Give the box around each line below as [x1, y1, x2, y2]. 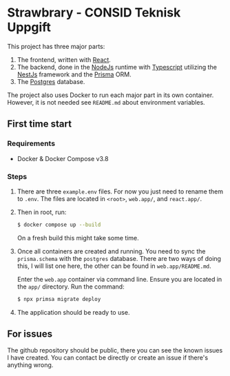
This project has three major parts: [7, 42, 105, 50]
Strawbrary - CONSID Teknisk [7, 5, 181, 21]
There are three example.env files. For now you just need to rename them [17, 187, 224, 196]
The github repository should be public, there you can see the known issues [7, 346, 223, 355]
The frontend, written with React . [17, 55, 112, 63]
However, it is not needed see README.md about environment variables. [7, 98, 205, 106]
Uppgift [7, 19, 52, 35]
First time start [7, 118, 72, 130]
